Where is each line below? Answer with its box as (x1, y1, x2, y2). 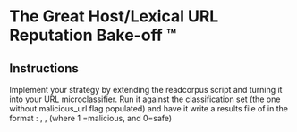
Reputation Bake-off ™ (9, 25, 177, 45)
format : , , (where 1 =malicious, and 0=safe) (9, 113, 173, 123)
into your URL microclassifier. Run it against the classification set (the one (9, 94, 281, 104)
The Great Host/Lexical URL (9, 6, 219, 27)
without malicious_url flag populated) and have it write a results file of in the (9, 103, 289, 113)
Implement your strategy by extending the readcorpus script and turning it (9, 85, 283, 95)
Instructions (9, 61, 79, 76)
